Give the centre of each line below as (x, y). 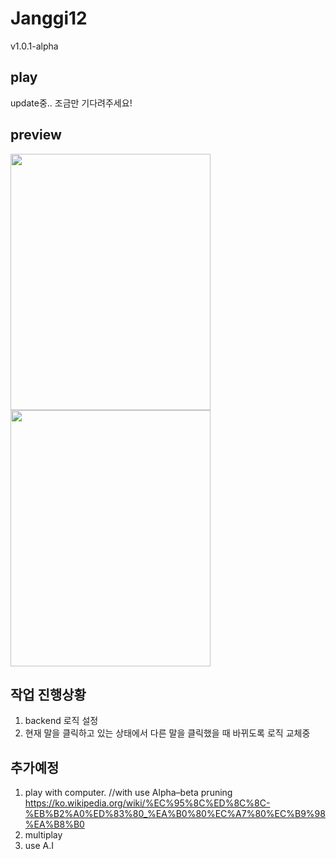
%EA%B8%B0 (54, 824)
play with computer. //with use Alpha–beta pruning (128, 793)
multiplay (43, 835)
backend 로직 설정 (61, 721)
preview (36, 135)
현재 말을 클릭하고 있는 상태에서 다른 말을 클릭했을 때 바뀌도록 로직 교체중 (167, 733)
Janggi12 (49, 18)
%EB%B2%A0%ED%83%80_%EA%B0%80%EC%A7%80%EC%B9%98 (175, 814)
